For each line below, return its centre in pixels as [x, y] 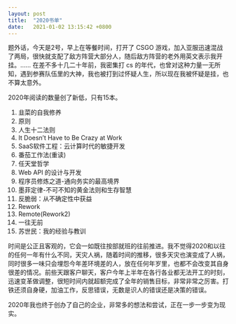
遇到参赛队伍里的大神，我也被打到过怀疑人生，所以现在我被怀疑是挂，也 [124, 74]
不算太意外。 [26, 83]
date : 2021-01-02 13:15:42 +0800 [60, 27]
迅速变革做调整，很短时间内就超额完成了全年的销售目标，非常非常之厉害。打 [118, 281]
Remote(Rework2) [44, 214]
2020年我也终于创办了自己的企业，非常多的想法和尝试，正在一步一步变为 [114, 305]
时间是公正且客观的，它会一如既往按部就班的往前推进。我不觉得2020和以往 [117, 246]
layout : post [27, 14]
